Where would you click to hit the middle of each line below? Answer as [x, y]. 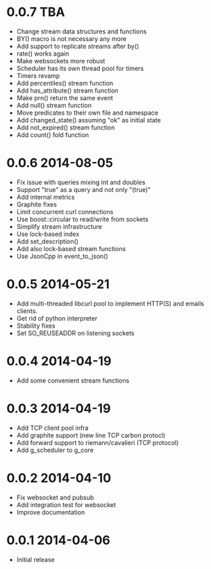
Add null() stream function [54, 105]
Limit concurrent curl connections [65, 211]
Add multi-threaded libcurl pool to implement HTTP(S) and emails [110, 303]
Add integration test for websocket [66, 504]
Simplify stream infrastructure [59, 226]
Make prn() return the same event [65, 97]
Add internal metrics [45, 197]
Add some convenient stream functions [73, 380]
